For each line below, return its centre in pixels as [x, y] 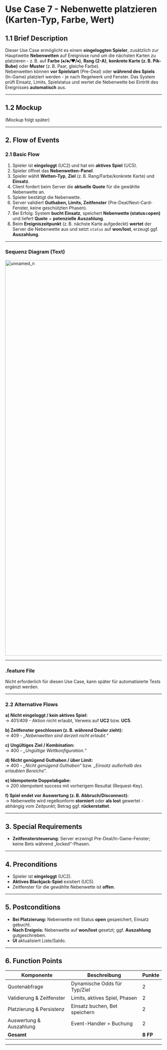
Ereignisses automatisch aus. [36, 87]
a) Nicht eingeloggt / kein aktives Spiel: [46, 715]
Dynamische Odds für [96, 984]
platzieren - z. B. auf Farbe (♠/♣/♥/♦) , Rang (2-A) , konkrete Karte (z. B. [79, 61]
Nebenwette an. [29, 192]
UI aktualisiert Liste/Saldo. [39, 941]
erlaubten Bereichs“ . [26, 771]
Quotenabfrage [25, 987]
